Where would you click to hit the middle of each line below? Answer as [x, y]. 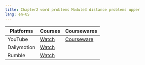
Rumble [17, 55]
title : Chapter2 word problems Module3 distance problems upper [72, 10]
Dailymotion [21, 47]
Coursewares [81, 31]
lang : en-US [17, 14]
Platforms [21, 31]
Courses [50, 31]
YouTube [18, 39]
